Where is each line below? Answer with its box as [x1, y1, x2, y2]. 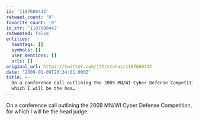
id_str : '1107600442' [6, 25, 60, 31]
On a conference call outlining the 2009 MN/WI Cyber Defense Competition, [6, 102, 192, 109]
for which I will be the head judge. [6, 107, 89, 115]
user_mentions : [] [11, 53, 57, 58]
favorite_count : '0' [6, 19, 57, 25]
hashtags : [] [11, 42, 44, 48]
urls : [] [11, 58, 33, 64]
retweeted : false [6, 31, 49, 37]
